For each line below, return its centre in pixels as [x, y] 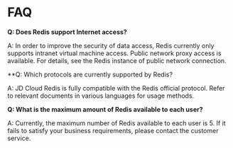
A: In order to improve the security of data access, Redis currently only [111, 45]
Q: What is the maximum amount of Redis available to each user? [105, 109]
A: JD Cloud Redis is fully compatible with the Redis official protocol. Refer [116, 88]
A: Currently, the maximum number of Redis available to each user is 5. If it [116, 123]
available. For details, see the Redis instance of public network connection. [117, 60]
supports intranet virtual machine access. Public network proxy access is [114, 53]
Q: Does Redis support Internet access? [67, 32]
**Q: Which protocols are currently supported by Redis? [90, 74]
